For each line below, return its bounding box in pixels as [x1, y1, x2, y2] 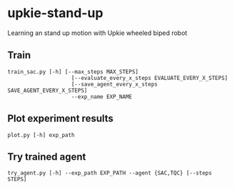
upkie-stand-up [7, 5, 103, 21]
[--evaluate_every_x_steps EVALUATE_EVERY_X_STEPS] [71, 74, 228, 81]
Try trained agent [7, 150, 86, 163]
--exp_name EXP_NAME [71, 93, 133, 101]
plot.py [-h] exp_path [7, 131, 75, 138]
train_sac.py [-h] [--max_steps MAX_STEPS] [7, 68, 139, 76]
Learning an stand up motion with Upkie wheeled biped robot [7, 29, 188, 37]
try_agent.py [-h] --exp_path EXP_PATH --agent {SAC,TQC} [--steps [7, 170, 213, 177]
